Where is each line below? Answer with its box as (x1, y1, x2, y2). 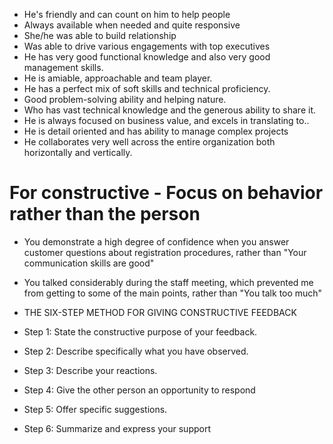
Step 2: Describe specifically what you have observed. (23, 345, 249, 357)
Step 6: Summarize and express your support (23, 422, 211, 434)
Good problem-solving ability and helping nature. (23, 94, 227, 105)
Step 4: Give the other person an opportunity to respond (23, 384, 256, 396)
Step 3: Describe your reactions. (23, 364, 158, 376)
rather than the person (9, 203, 201, 226)
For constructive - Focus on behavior (9, 182, 324, 204)
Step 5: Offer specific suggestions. (23, 403, 168, 415)
